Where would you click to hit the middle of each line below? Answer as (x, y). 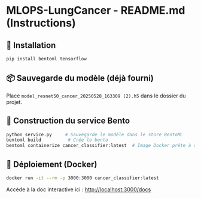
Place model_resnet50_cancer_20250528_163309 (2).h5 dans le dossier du (96, 96)
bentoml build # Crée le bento (57, 140)
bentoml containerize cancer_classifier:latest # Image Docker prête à (99, 146)
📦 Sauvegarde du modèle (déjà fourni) (80, 78)
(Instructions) (41, 23)
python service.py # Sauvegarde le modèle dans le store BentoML (95, 134)
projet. (14, 102)
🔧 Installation (31, 45)
